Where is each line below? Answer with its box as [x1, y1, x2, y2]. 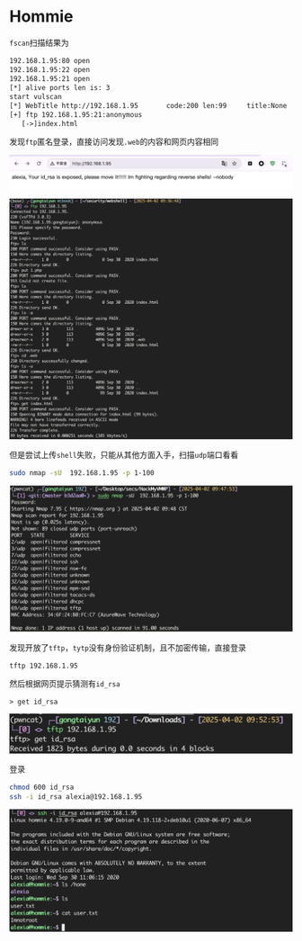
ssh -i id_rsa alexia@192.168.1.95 [9, 793, 143, 802]
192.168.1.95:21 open [9, 74, 91, 83]
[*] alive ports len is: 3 [9, 83, 111, 92]
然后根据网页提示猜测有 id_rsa [9, 677, 120, 689]
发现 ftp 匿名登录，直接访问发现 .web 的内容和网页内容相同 [9, 136, 219, 147]
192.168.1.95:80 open [9, 56, 91, 65]
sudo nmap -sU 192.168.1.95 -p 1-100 [9, 468, 155, 478]
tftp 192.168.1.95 [9, 661, 78, 670]
